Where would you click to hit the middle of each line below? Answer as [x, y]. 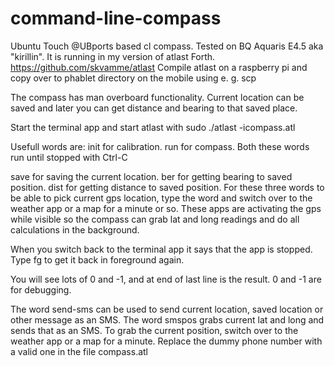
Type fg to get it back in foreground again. [97, 259]
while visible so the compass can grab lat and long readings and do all [155, 219]
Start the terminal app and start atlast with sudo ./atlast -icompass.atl [153, 127]
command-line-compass [116, 18]
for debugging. [41, 289]
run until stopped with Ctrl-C [69, 157]
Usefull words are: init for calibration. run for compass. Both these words [160, 146]
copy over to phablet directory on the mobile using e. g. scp [133, 78]
